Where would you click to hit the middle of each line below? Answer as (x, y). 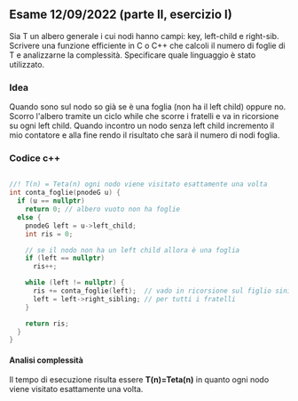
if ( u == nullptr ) (51, 201)
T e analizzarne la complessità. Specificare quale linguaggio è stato (133, 55)
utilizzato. (27, 64)
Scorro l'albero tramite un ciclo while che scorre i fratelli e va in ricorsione (144, 116)
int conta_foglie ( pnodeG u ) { (65, 193)
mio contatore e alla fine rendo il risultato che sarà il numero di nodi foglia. (145, 135)
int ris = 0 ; (49, 234)
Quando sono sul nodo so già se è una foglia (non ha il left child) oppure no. (148, 107)
